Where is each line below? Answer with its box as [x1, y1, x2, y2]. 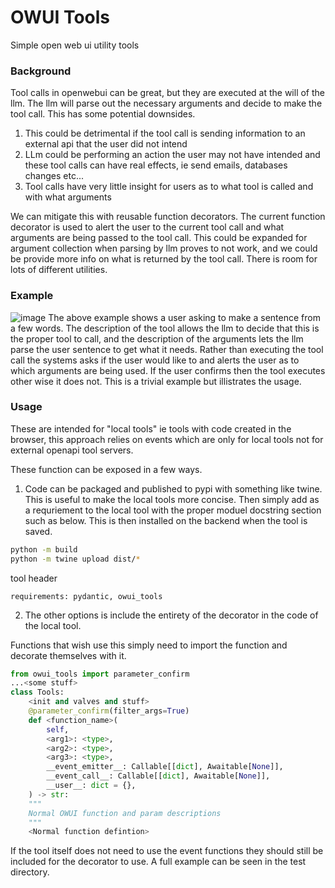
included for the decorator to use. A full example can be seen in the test [10, 856, 307, 868]
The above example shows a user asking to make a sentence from [48, 311, 321, 323]
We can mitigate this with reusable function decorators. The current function [10, 211, 326, 223]
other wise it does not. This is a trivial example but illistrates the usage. [10, 375, 302, 387]
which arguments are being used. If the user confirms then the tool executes [10, 364, 326, 376]
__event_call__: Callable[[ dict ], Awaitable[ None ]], [46, 771, 271, 781]
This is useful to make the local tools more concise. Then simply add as [24, 493, 320, 505]
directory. [10, 866, 50, 878]
